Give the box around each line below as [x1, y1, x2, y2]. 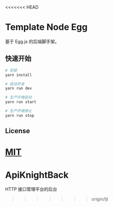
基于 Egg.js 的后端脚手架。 [5, 38, 59, 44]
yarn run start [5, 100, 37, 104]
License [5, 127, 30, 135]
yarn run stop [5, 113, 35, 118]
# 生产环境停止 [5, 108, 32, 113]
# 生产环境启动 [5, 95, 32, 100]
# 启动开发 [5, 81, 25, 86]
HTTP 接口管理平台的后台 [5, 186, 57, 192]
